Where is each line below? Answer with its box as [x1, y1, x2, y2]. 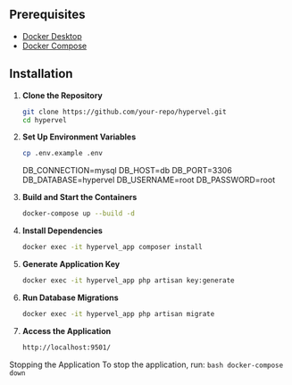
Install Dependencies [21, 225, 103, 236]
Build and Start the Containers [21, 192, 138, 203]
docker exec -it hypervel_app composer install [21, 243, 203, 252]
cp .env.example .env [21, 149, 103, 158]
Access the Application [21, 325, 112, 336]
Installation [9, 66, 73, 81]
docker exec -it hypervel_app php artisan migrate [21, 309, 215, 318]
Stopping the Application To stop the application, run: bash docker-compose [9, 359, 284, 370]
